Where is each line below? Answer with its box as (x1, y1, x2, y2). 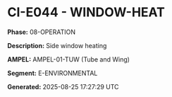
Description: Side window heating (7, 41, 107, 50)
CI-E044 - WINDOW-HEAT (7, 4, 166, 21)
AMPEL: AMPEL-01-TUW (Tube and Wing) (7, 55, 130, 64)
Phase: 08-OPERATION (7, 28, 76, 36)
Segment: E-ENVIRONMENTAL (7, 69, 98, 77)
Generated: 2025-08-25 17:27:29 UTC (7, 82, 119, 91)
